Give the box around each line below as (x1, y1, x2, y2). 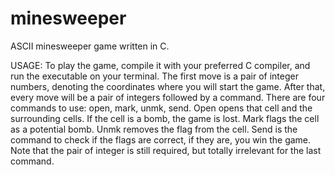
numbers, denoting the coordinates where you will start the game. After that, (10, 80, 326, 92)
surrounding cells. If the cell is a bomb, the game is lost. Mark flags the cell (10, 112, 320, 124)
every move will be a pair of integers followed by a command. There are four (10, 91, 326, 103)
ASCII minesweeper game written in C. (10, 40, 170, 52)
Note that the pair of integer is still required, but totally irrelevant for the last (10, 144, 322, 156)
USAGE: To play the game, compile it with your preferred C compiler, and (10, 59, 311, 71)
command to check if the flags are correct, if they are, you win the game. (10, 133, 312, 146)
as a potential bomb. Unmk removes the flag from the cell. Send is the (10, 123, 298, 135)
